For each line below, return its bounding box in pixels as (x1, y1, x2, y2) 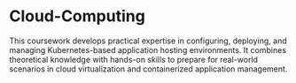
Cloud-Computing (9, 6, 146, 26)
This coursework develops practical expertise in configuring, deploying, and (9, 35, 287, 46)
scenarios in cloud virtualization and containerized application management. (9, 64, 288, 74)
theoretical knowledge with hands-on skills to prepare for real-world (9, 54, 259, 64)
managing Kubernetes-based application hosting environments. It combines (9, 44, 286, 55)
